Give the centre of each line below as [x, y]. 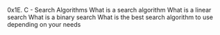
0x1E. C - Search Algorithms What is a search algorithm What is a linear [109, 10]
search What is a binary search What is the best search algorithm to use [110, 17]
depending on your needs [44, 24]
